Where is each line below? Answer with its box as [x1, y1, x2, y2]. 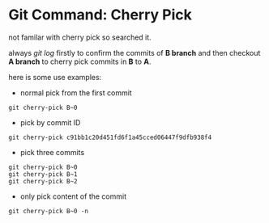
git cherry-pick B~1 [8, 170, 79, 179]
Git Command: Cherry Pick [8, 6, 193, 24]
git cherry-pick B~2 [8, 177, 79, 185]
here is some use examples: [8, 72, 102, 82]
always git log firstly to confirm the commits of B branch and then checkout [8, 48, 261, 57]
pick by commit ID [19, 117, 81, 127]
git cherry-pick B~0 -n [8, 207, 89, 215]
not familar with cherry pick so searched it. [8, 32, 152, 42]
